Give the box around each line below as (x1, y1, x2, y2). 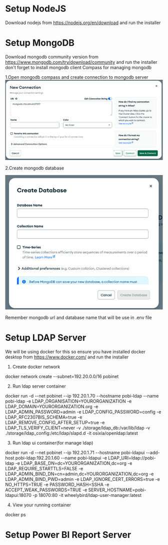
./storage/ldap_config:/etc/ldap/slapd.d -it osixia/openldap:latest (5, 430, 138, 436)
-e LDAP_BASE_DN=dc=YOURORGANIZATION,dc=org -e (15, 460, 132, 466)
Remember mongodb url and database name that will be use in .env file (5, 314, 152, 320)
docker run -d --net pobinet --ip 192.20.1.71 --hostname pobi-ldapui (5, 449, 145, 455)
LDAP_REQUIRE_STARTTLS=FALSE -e (5, 465, 83, 471)
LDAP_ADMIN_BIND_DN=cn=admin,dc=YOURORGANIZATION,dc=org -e (5, 471, 154, 477)
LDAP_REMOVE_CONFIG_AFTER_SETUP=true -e (5, 419, 105, 425)
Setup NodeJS (5, 3, 66, 15)
